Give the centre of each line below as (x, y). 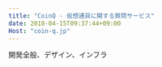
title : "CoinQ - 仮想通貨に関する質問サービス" (82, 16)
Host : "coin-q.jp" (39, 31)
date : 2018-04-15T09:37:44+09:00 (65, 23)
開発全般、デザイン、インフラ (58, 55)
